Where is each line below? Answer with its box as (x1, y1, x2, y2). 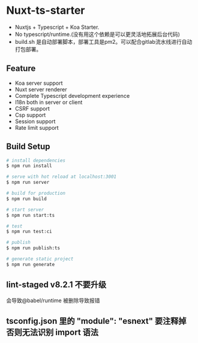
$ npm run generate (6, 261, 55, 267)
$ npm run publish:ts (6, 245, 61, 251)
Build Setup (6, 142, 50, 152)
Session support (14, 118, 56, 125)
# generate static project (6, 256, 74, 262)
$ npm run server (6, 180, 50, 186)
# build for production (6, 190, 66, 196)
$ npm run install (6, 163, 52, 169)
